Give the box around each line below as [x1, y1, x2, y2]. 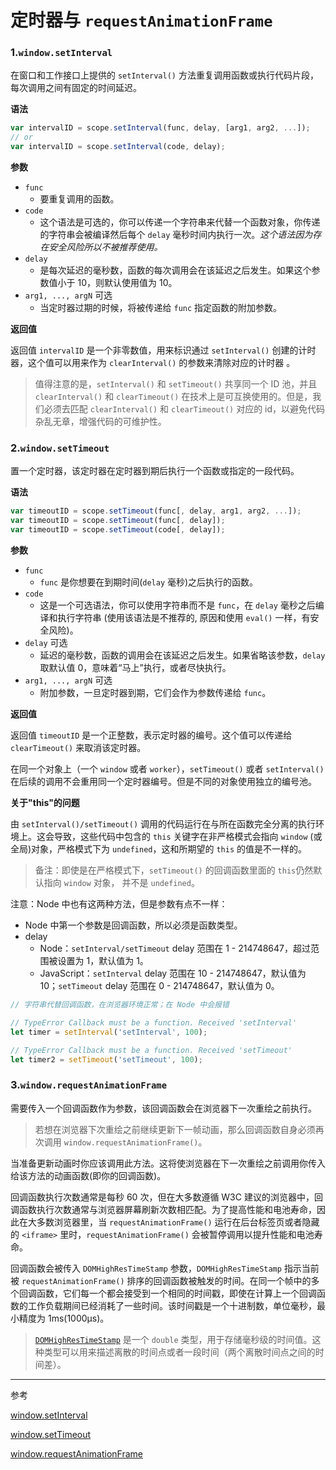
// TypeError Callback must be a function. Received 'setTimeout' [10, 1045, 293, 1055]
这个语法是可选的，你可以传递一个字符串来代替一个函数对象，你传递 [39, 216, 321, 228]
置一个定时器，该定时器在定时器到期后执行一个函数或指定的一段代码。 [10, 465, 300, 477]
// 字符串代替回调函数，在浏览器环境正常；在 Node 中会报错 [10, 1000, 230, 1010]
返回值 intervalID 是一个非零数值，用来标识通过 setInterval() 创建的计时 [10, 344, 317, 356]
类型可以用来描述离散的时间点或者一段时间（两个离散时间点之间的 [43, 1346, 316, 1358]
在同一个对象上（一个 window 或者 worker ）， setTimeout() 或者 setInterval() [10, 763, 325, 775]
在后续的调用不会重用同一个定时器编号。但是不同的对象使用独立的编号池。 [10, 776, 317, 788]
